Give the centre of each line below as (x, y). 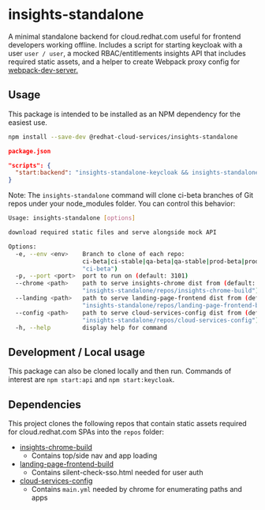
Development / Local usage (77, 352)
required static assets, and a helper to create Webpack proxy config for (124, 62)
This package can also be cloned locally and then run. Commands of (120, 371)
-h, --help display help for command (91, 327)
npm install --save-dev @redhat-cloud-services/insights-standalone (123, 137)
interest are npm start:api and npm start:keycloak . (91, 380)
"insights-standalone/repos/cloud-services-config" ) (171, 320)
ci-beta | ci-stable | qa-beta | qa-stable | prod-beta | (164, 261)
